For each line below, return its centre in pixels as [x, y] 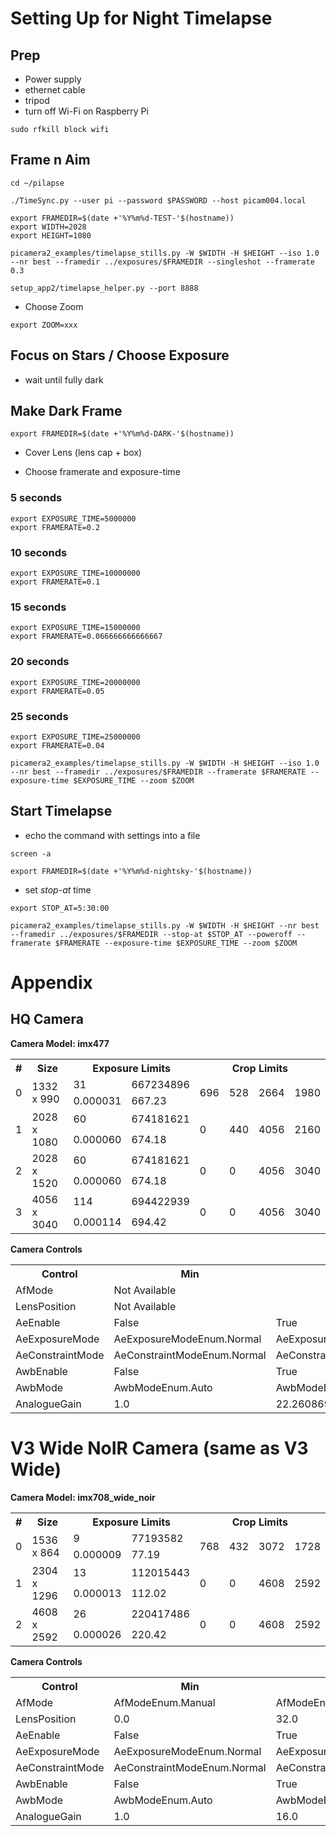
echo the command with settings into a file [112, 835]
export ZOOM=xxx [44, 325]
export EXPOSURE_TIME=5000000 [73, 518]
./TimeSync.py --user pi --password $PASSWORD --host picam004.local [158, 200]
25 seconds [39, 716]
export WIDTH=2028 [48, 227]
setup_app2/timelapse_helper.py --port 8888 [104, 288]
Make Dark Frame [66, 411]
